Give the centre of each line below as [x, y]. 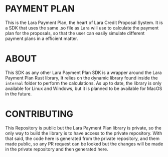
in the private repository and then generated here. [57, 149]
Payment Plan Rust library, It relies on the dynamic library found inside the [81, 77]
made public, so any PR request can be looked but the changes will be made [84, 143]
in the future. [19, 93]
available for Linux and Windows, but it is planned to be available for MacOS [84, 88]
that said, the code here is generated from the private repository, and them [82, 138]
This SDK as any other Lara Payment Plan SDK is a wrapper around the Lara [83, 72]
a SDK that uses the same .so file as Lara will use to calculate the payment [82, 27]
